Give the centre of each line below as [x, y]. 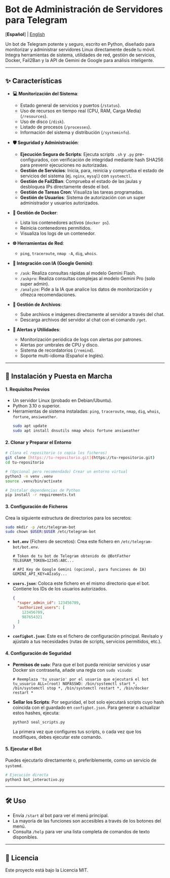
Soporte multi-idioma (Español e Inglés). [62, 355]
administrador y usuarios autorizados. [60, 203]
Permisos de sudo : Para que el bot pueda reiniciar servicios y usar [81, 665]
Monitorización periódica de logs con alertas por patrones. [81, 339]
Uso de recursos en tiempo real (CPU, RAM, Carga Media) [81, 111]
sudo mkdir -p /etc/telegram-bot [40, 527]
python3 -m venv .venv [29, 476]
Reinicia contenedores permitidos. [56, 228]
